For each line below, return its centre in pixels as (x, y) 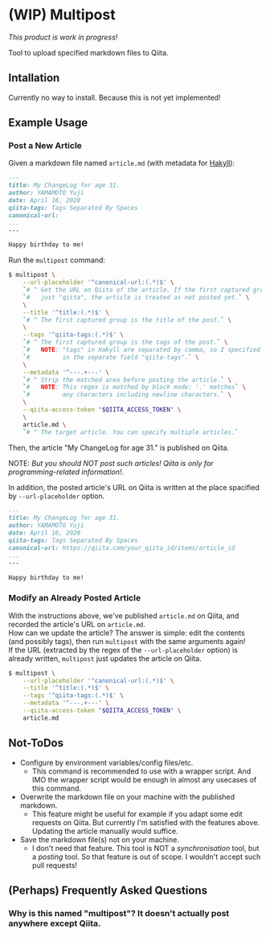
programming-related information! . (66, 472)
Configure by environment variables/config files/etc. (106, 762)
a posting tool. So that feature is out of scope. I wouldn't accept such (146, 857)
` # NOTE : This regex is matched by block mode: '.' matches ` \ (135, 387)
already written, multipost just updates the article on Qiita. (105, 658)
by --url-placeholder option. (57, 496)
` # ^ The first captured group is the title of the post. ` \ (127, 320)
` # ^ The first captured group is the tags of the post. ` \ (125, 343)
